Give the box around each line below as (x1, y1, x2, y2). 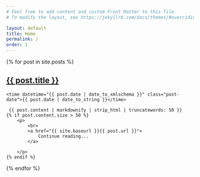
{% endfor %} (6, 164, 40, 172)
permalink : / (6, 36, 39, 42)
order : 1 (6, 42, 28, 48)
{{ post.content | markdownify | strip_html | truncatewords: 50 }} (8, 107, 183, 113)
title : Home (6, 30, 36, 36)
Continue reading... (37, 133, 89, 139)
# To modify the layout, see (6, 14, 79, 20)
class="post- (147, 91, 180, 97)
